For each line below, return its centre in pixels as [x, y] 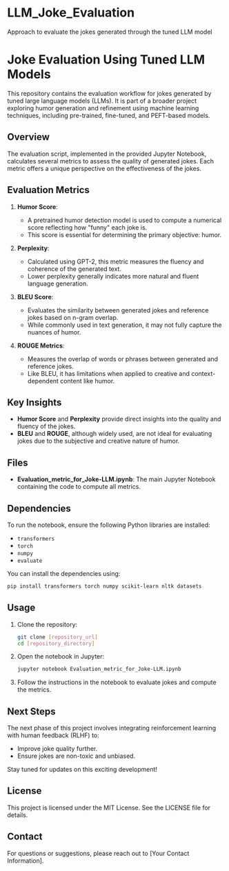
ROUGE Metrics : [41, 346]
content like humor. [87, 381]
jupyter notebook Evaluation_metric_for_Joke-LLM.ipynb [99, 669]
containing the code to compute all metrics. [79, 487]
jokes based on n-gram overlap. [73, 317]
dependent [43, 381]
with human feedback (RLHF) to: [53, 735]
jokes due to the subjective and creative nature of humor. [98, 441]
